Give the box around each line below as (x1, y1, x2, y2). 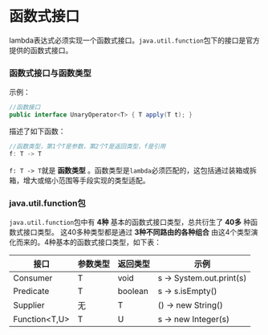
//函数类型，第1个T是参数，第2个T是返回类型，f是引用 (9, 142, 166, 150)
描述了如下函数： (9, 126, 66, 136)
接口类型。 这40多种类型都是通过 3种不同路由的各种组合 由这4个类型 (22, 227, 251, 237)
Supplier (13, 300, 45, 311)
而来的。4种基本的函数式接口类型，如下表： (15, 238, 162, 247)
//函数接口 (9, 104, 41, 112)
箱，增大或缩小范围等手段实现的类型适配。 (9, 175, 150, 185)
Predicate (13, 286, 50, 297)
